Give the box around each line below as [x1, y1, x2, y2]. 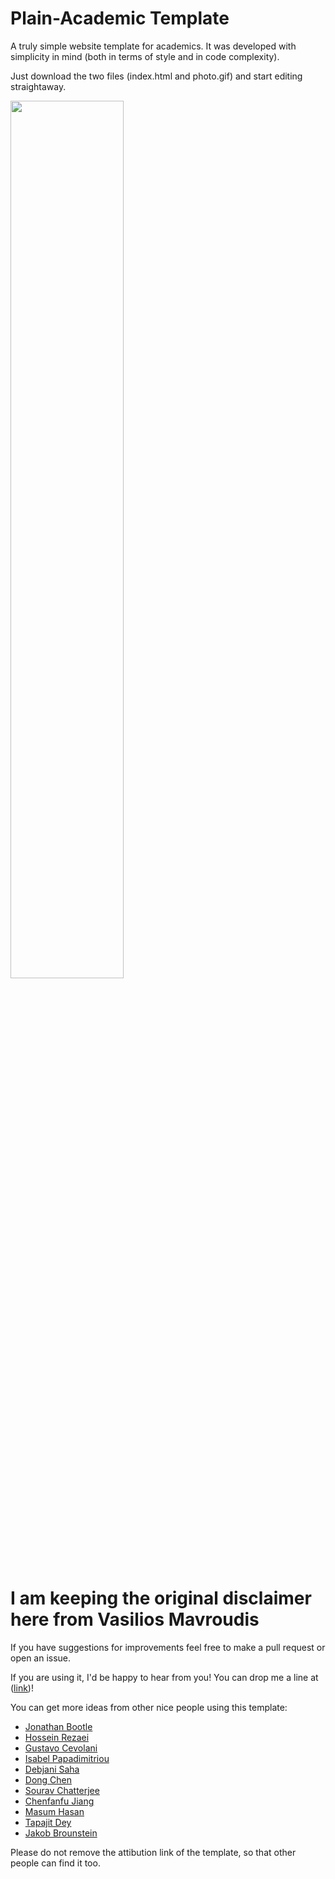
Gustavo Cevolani [24, 1742, 98, 1754]
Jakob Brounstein [24, 1827, 98, 1839]
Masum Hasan [24, 1805, 85, 1817]
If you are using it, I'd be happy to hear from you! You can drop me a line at [10, 1671, 319, 1683]
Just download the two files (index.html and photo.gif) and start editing [10, 70, 303, 82]
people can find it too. [10, 1857, 101, 1869]
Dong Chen [24, 1773, 73, 1786]
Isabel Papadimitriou [24, 1752, 110, 1764]
